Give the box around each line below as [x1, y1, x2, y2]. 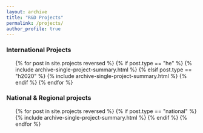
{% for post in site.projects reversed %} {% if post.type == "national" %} [15, 107, 197, 115]
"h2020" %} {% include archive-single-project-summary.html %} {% [15, 72, 187, 79]
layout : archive [6, 8, 47, 15]
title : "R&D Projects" [6, 15, 64, 21]
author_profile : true [6, 25, 61, 32]
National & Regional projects [6, 94, 92, 102]
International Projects [6, 46, 72, 54]
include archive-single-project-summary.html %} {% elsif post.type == [15, 66, 192, 73]
